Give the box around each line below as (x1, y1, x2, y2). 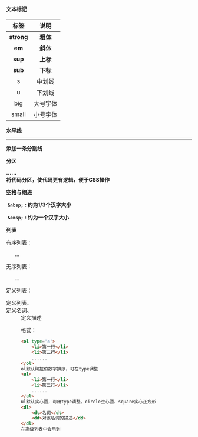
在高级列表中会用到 (21, 426, 61, 432)
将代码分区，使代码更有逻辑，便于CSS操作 (6, 176, 110, 183)
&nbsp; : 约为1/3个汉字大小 (7, 201, 72, 209)
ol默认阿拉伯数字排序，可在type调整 (21, 366, 98, 372)
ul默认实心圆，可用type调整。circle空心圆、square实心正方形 (21, 399, 156, 405)
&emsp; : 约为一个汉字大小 (7, 214, 70, 221)
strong (9, 33, 28, 41)
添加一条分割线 (6, 145, 42, 152)
